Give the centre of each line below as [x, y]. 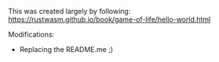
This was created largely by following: [69, 11]
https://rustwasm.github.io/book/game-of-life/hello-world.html [109, 19]
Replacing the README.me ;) [66, 49]
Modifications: [31, 34]
